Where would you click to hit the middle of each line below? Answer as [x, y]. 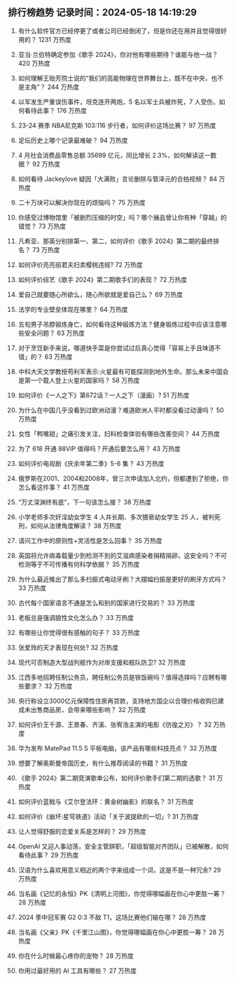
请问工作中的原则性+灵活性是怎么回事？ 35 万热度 [90, 540]
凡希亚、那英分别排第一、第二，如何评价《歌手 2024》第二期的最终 [116, 241]
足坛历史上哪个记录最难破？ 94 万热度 [73, 140]
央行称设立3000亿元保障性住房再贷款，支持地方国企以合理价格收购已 [118, 701]
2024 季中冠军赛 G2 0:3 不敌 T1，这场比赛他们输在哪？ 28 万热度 [112, 917]
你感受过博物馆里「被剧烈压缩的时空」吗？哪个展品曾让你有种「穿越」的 [122, 217]
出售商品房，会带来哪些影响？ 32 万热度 [88, 709]
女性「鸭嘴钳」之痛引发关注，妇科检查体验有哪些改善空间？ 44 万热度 [119, 434]
